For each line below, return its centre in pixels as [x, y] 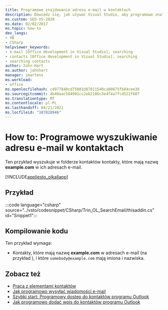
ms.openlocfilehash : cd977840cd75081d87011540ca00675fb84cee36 [72, 89]
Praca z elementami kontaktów [44, 286]
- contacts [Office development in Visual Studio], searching [71, 56]
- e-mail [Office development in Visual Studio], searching [69, 52]
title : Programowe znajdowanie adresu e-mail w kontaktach [68, 10]
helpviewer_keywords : [28, 47]
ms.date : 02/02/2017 [27, 24]
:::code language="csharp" [33, 205]
